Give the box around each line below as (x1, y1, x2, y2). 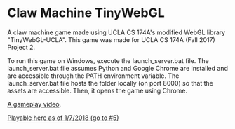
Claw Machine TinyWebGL (7, 5, 165, 21)
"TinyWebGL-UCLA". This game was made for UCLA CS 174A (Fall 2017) (7, 35, 215, 43)
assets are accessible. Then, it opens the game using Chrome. (7, 86, 188, 95)
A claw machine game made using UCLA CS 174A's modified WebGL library (7, 28, 226, 36)
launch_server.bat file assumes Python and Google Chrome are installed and (7, 64, 228, 72)
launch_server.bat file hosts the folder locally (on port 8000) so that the (7, 79, 214, 87)
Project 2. (7, 43, 36, 51)
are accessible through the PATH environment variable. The (7, 72, 180, 80)
